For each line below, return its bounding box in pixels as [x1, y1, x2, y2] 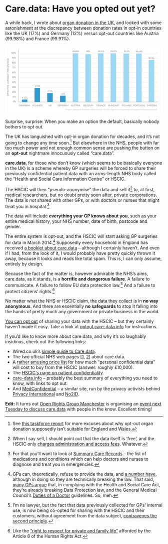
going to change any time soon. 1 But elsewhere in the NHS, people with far [5, 139, 159, 146]
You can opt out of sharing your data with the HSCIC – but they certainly [5, 318, 154, 324]
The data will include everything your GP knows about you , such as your [5, 213, 157, 219]
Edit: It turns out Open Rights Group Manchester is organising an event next [5, 401, 161, 407]
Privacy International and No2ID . [12, 391, 79, 397]
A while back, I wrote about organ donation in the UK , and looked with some [5, 20, 162, 26]
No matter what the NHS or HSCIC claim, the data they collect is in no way [5, 298, 158, 304]
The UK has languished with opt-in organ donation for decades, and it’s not [5, 133, 160, 140]
